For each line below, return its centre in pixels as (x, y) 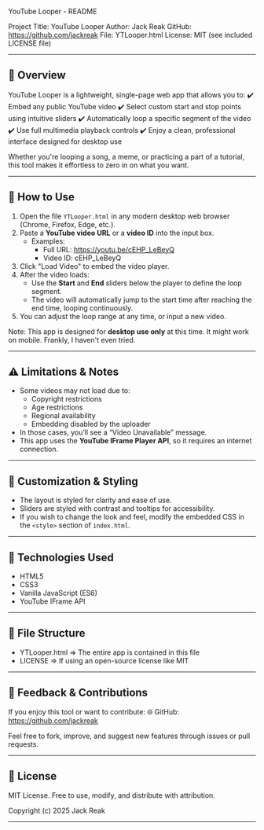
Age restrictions (57, 407)
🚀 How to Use (41, 197)
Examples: (48, 241)
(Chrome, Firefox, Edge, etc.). (68, 224)
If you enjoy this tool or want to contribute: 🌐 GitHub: (93, 711)
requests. (24, 744)
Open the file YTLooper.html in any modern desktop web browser (125, 216)
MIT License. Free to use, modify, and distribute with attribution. (112, 795)
